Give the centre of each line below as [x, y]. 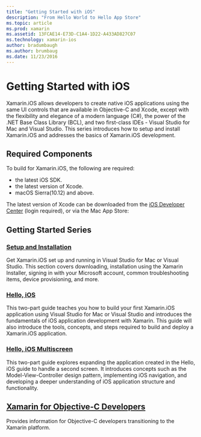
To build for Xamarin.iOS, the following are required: [70, 169]
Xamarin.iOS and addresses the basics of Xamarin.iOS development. [91, 135]
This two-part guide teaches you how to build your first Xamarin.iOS [91, 308]
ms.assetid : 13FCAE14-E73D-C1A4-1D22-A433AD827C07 [71, 34]
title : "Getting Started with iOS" [51, 12]
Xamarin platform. [28, 427]
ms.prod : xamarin [28, 29]
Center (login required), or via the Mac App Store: [68, 211]
